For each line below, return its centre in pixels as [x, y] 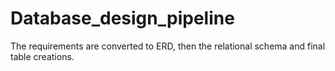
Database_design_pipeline [122, 18]
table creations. [42, 56]
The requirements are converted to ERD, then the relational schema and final [168, 46]
